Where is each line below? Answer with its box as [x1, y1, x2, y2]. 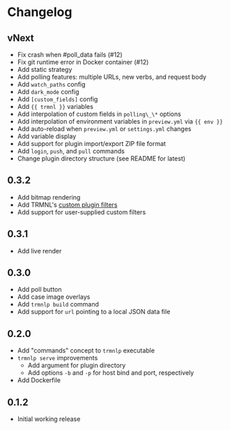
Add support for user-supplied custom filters [17, 207, 146, 216]
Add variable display [17, 132, 77, 140]
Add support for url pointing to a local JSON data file [17, 308, 171, 316]
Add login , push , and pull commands [17, 147, 125, 155]
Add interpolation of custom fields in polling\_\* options [17, 110, 181, 118]
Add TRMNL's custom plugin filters [17, 200, 118, 209]
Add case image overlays [17, 292, 91, 301]
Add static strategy [17, 66, 72, 73]
